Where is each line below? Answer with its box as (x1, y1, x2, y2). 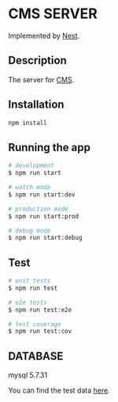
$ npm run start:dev (8, 191, 76, 199)
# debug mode (8, 226, 51, 234)
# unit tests (8, 277, 51, 285)
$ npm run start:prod (8, 212, 79, 220)
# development (8, 161, 55, 170)
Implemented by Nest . (8, 31, 80, 40)
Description (8, 54, 67, 67)
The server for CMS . (8, 74, 75, 84)
